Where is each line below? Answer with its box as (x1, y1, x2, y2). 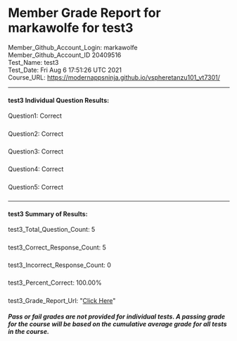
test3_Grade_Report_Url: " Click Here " (8, 296, 116, 304)
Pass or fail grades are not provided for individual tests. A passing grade (8, 312, 226, 321)
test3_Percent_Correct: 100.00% (8, 278, 102, 287)
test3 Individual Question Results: (8, 96, 110, 104)
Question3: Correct (8, 147, 64, 156)
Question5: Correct (8, 182, 64, 191)
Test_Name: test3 (8, 58, 59, 66)
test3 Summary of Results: (8, 209, 88, 218)
